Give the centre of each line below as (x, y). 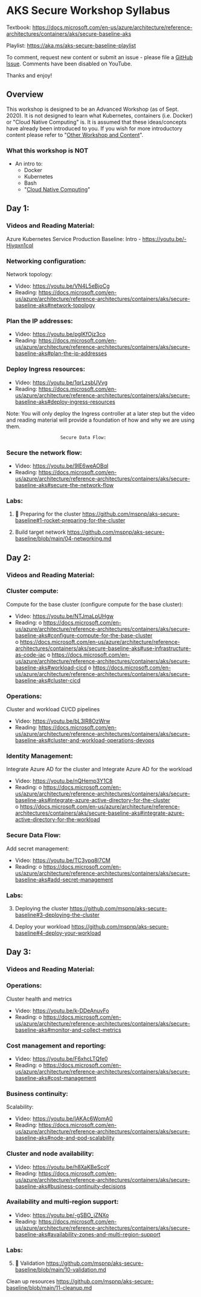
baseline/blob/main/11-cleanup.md (49, 1288)
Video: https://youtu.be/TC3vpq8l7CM (62, 860)
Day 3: (19, 952)
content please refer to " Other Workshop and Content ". (75, 134)
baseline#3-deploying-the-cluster (57, 915)
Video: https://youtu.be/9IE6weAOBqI (62, 466)
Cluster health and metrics (39, 999)
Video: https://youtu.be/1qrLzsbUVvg (61, 382)
